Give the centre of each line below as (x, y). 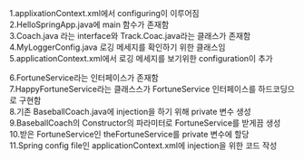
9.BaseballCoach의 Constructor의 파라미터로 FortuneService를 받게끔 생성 (145, 123)
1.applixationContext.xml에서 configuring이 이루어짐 (104, 13)
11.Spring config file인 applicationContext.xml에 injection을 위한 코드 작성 (143, 146)
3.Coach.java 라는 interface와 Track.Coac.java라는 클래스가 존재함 (130, 36)
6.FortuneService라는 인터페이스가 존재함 (84, 78)
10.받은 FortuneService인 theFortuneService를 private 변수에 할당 (129, 134)
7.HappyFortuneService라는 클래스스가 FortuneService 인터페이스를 (133, 89)
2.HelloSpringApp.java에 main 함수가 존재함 (89, 24)
